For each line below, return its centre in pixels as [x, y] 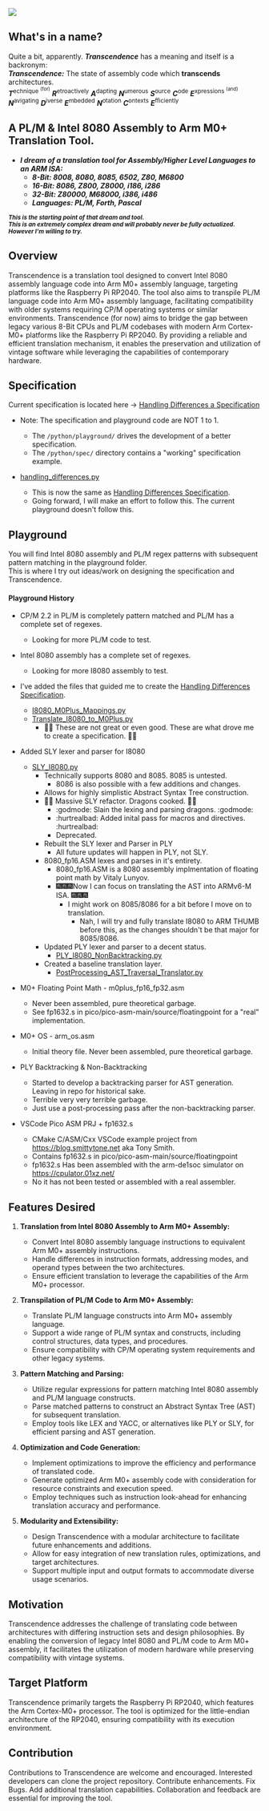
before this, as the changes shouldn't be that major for [169, 930]
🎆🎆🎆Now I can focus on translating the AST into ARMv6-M [154, 887]
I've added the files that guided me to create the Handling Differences [135, 686]
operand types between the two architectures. [108, 1267]
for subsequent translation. [76, 1415]
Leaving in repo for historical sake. [89, 1091]
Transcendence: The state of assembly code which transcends [114, 73]
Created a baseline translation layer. [103, 964]
